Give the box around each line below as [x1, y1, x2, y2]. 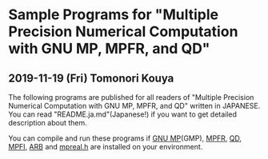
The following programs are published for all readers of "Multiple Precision [8, 93, 254, 101]
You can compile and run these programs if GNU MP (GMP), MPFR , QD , [8, 133, 242, 143]
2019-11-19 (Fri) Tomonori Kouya [8, 71, 174, 85]
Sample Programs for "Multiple [8, 6, 219, 24]
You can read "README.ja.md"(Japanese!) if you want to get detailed [8, 109, 238, 119]
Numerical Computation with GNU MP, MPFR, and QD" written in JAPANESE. [8, 101, 261, 110]
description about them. [8, 118, 88, 127]
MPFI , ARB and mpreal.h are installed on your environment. [8, 142, 203, 151]
